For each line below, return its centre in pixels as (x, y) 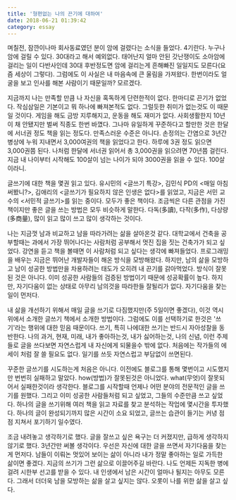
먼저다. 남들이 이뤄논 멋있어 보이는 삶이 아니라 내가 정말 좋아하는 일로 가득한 (119, 454)
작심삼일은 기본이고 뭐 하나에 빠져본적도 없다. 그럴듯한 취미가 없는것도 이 (116, 107)
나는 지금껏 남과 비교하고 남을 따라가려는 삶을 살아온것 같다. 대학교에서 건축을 (113, 234)
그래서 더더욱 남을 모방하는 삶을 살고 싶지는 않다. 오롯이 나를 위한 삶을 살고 (119, 481)
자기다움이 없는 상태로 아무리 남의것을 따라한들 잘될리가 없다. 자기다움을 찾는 (122, 287)
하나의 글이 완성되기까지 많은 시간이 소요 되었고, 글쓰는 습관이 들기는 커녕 (117, 413)
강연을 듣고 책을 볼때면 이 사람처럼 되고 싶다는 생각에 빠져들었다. (110, 251)
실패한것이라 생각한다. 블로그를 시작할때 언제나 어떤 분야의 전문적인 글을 (119, 387)
